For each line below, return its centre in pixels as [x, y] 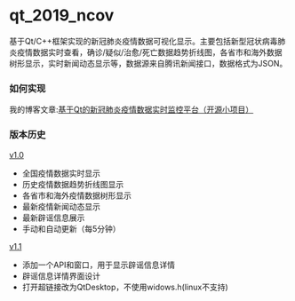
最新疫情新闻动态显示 [61, 206]
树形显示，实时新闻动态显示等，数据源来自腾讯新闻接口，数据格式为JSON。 [148, 63]
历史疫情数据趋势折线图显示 [73, 184]
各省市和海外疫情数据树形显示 [76, 195]
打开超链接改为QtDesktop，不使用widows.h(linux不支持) [125, 287]
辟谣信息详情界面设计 [61, 275]
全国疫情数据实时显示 [61, 173]
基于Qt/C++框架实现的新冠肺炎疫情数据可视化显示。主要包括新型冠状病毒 [144, 41]
